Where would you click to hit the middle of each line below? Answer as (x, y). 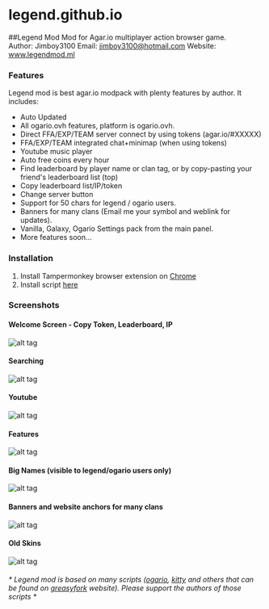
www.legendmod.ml (42, 54)
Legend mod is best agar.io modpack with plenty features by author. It (125, 93)
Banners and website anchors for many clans (86, 507)
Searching (26, 361)
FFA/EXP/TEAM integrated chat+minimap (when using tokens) (124, 143)
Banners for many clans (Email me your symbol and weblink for (125, 212)
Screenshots (34, 305)
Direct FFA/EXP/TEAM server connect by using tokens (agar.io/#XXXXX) (141, 134)
